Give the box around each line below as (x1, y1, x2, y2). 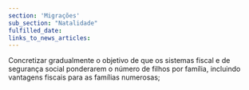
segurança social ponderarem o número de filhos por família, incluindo (8, 65, 241, 74)
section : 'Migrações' (8, 11, 81, 20)
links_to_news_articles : (8, 33, 91, 42)
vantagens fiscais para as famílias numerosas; (8, 72, 161, 82)
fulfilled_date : (8, 26, 62, 34)
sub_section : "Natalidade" (8, 19, 98, 27)
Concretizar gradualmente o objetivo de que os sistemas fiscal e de (8, 56, 231, 65)
